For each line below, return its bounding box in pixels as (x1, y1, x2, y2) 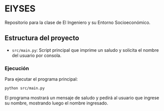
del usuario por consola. (11, 52, 61, 58)
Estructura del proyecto (4, 34, 80, 42)
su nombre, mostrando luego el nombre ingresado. (4, 100, 109, 106)
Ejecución (4, 65, 29, 72)
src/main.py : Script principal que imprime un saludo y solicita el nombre (11, 47, 159, 53)
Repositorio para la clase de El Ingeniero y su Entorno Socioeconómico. (4, 19, 151, 25)
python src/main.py (4, 86, 45, 91)
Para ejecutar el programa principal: (4, 76, 78, 82)
